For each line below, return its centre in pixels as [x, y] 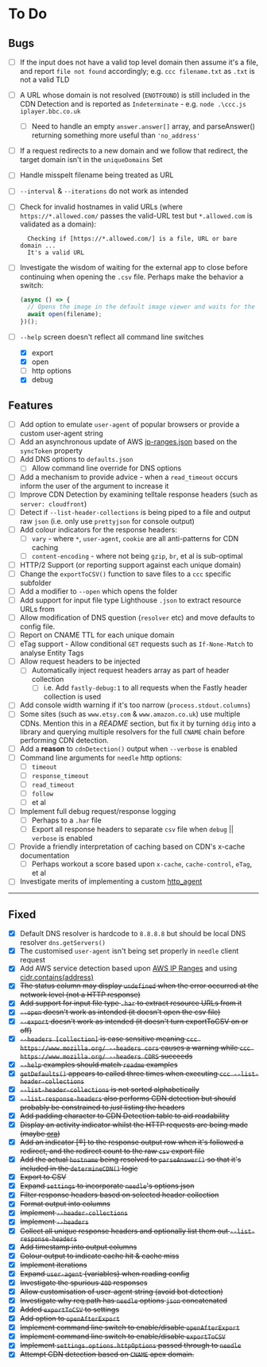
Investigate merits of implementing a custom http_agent [111, 881]
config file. [37, 627]
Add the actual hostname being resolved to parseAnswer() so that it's [130, 1160]
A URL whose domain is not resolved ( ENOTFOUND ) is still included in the [135, 95]
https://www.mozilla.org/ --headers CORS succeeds [106, 1056]
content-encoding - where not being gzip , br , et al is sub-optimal [137, 556]
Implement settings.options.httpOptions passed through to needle [130, 1346]
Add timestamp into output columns [78, 1247]
